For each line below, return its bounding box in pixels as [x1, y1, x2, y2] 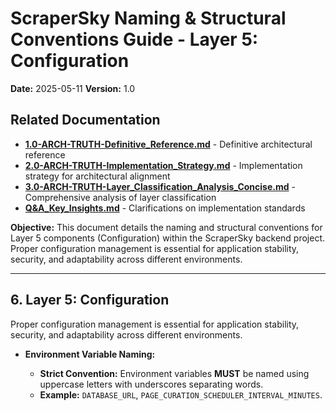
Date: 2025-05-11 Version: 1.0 [10, 82, 136, 94]
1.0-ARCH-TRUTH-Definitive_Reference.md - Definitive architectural [24, 138, 313, 150]
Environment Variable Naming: [24, 348, 156, 360]
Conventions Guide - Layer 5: [10, 28, 259, 51]
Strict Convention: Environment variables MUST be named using [39, 367, 310, 379]
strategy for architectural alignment [24, 170, 171, 182]
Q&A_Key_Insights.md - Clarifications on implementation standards [24, 202, 306, 214]
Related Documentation [10, 112, 161, 129]
